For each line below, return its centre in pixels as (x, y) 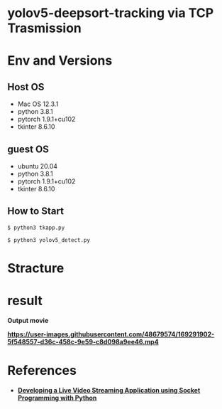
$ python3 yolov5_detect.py (49, 240)
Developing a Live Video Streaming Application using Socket (109, 390)
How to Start (35, 211)
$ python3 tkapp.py (36, 228)
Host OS (26, 87)
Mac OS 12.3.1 (38, 104)
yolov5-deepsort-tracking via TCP (111, 13)
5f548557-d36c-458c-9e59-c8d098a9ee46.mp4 (83, 341)
